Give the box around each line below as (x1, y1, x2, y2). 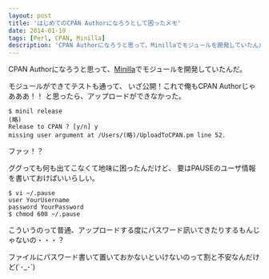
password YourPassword (8, 203, 84, 212)
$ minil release (8, 107, 62, 116)
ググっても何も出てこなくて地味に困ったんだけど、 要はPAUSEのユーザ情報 (8, 163, 256, 173)
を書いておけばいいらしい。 (8, 173, 100, 183)
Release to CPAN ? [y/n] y (8, 123, 98, 131)
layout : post (8, 11, 52, 20)
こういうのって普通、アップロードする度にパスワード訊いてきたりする (8, 225, 239, 235)
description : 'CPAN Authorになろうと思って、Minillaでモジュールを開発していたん (8, 42, 259, 50)
